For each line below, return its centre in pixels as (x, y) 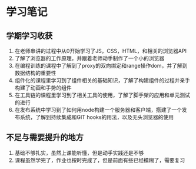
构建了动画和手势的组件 (43, 88)
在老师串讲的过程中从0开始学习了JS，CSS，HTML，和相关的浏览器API (101, 51)
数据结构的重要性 (35, 73)
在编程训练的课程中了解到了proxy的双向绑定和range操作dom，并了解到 (101, 66)
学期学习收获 (29, 36)
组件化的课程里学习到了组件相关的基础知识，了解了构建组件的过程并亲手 (102, 80)
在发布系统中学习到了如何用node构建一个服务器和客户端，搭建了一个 (98, 110)
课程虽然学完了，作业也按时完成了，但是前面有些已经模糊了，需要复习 (100, 160)
